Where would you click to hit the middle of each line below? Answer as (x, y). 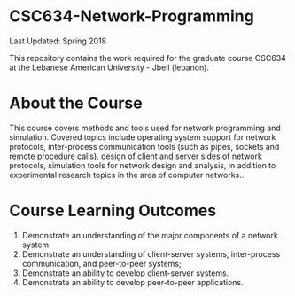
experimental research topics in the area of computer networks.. (127, 175)
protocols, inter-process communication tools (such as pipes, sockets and (144, 146)
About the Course (76, 103)
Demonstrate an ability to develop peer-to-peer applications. (132, 282)
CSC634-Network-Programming (132, 16)
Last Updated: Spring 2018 (58, 41)
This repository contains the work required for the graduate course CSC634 (147, 58)
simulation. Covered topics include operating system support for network (143, 137)
